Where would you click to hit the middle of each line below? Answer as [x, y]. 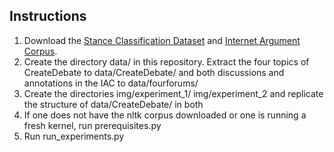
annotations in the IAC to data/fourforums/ [111, 83]
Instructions [48, 16]
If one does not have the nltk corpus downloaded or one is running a [165, 115]
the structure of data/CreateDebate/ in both [113, 104]
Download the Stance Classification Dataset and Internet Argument [162, 40]
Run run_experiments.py [74, 136]
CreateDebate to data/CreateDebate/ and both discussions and [154, 72]
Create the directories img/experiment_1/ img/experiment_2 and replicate [173, 93]
